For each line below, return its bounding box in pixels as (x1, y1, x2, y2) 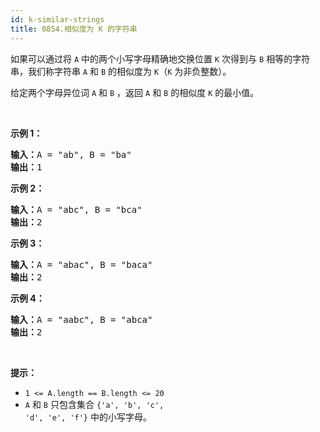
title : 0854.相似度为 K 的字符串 (10, 24, 138, 34)
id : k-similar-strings (10, 14, 105, 25)
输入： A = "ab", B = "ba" (10, 149, 132, 160)
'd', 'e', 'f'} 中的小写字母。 (24, 411, 152, 423)
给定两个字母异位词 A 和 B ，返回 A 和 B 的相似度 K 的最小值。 (10, 86, 260, 98)
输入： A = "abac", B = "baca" (10, 259, 153, 270)
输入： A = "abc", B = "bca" (10, 204, 143, 215)
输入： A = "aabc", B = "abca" (10, 314, 153, 325)
